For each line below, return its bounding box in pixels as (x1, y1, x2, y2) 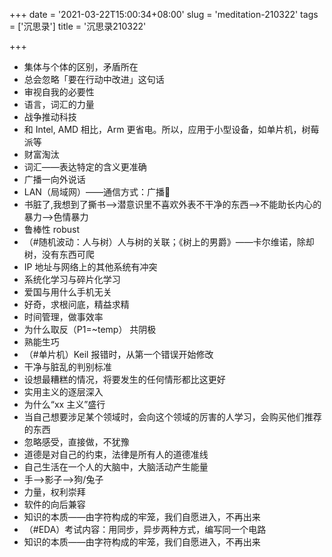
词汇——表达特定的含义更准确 (23, 161, 147, 173)
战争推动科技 (23, 111, 77, 123)
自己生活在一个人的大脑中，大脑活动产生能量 (23, 461, 209, 473)
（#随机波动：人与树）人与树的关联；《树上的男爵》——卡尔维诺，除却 (23, 236, 315, 248)
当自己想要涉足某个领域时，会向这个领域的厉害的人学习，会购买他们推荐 (23, 411, 322, 423)
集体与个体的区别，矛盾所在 (23, 61, 139, 73)
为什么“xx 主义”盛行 (23, 399, 106, 410)
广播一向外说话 (23, 174, 86, 185)
